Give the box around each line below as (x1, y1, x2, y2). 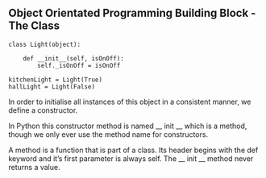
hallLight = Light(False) (8, 82, 95, 91)
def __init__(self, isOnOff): (23, 54, 125, 63)
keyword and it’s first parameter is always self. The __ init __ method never (8, 153, 254, 164)
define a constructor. (8, 105, 78, 115)
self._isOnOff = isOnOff (37, 61, 121, 69)
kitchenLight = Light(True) (8, 76, 103, 84)
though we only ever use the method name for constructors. (8, 129, 208, 139)
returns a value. (8, 162, 60, 172)
